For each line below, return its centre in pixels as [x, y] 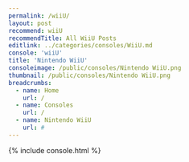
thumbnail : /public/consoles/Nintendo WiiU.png [90, 75]
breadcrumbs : [30, 83]
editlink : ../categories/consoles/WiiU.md [80, 46]
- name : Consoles [45, 105]
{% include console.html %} [55, 150]
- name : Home [37, 90]
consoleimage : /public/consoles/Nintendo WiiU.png [95, 68]
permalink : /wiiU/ [39, 16]
